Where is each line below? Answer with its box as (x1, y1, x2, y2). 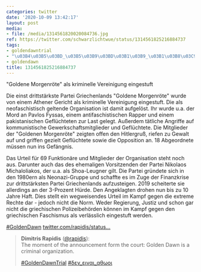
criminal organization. (20, 247, 75, 255)
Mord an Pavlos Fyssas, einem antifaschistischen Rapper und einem (6, 111, 175, 118)
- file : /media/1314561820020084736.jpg (6, 31, 109, 37)
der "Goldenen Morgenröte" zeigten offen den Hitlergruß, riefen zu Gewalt (6, 130, 190, 137)
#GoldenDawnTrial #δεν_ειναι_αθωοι (20, 259, 112, 267)
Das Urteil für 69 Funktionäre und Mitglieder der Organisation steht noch (6, 155, 185, 162)
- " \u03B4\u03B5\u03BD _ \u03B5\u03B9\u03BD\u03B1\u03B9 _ (6, 53, 148, 59)
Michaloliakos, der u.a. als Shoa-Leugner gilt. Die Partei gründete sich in (6, 167, 184, 175)
